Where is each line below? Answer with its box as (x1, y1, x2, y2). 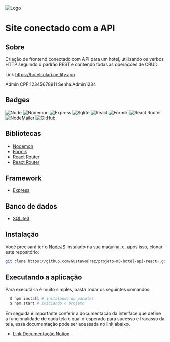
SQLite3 (12, 216, 30, 222)
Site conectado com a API (5, 23, 115, 34)
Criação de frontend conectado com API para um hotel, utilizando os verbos (5, 56, 164, 62)
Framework (5, 174, 42, 183)
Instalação (5, 230, 39, 238)
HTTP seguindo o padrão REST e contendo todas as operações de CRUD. (5, 61, 159, 67)
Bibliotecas (5, 129, 41, 138)
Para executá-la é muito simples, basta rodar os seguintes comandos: (5, 286, 151, 292)
